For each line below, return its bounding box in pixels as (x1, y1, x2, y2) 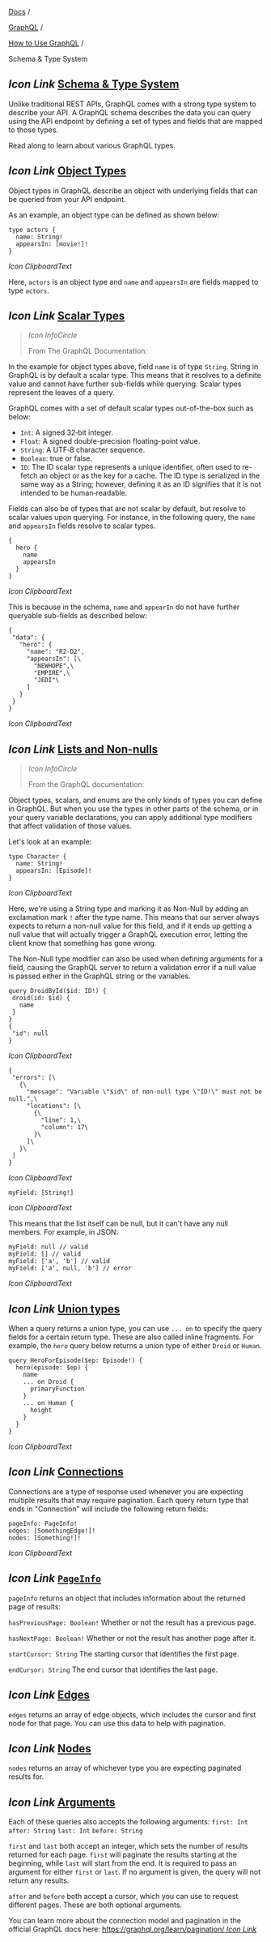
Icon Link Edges (8, 1688, 91, 1702)
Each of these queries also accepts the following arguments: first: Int (8, 1817, 248, 1827)
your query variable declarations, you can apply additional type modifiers (8, 813, 252, 823)
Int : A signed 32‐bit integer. (19, 427, 114, 437)
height (29, 1407, 53, 1415)
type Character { (8, 853, 67, 861)
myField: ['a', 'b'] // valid (8, 1257, 111, 1265)
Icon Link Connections (8, 1465, 124, 1479)
